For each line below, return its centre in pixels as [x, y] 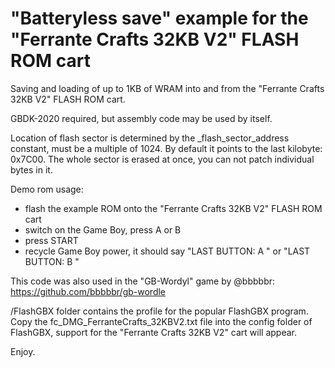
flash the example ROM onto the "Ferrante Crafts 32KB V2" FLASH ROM [173, 208]
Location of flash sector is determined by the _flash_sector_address [150, 138]
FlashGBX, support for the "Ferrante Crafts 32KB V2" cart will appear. [154, 332]
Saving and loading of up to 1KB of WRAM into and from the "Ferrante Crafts [167, 88]
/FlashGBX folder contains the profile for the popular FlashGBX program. [159, 311]
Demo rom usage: [47, 189]
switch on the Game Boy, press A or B [103, 229]
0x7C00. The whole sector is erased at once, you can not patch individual [162, 159]
